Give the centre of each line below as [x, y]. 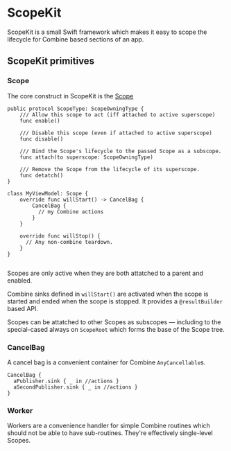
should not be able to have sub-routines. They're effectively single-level [110, 433]
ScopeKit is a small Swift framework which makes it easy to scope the [107, 32]
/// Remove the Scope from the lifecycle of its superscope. [110, 169]
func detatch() [42, 175]
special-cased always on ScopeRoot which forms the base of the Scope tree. [116, 329]
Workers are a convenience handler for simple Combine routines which [109, 426]
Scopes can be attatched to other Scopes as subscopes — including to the [114, 322]
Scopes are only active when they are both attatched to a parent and [105, 273]
